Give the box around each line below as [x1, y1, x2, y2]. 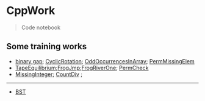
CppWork [6, 4, 56, 18]
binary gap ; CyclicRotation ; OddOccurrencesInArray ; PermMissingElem [15, 57, 195, 64]
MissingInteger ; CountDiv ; [15, 71, 82, 78]
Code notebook [21, 24, 61, 31]
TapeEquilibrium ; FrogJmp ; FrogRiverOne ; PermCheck [15, 64, 149, 71]
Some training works [6, 41, 87, 52]
